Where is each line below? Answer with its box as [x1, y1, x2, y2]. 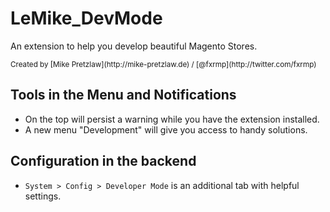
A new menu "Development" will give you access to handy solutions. [24, 123, 308, 136]
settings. [24, 190, 62, 202]
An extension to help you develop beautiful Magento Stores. [10, 40, 258, 52]
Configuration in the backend [10, 153, 197, 170]
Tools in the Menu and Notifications [10, 87, 237, 104]
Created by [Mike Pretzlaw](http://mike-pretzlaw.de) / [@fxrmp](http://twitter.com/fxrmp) [10, 59, 317, 69]
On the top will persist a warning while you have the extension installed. [24, 113, 320, 125]
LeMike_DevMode [10, 7, 163, 30]
